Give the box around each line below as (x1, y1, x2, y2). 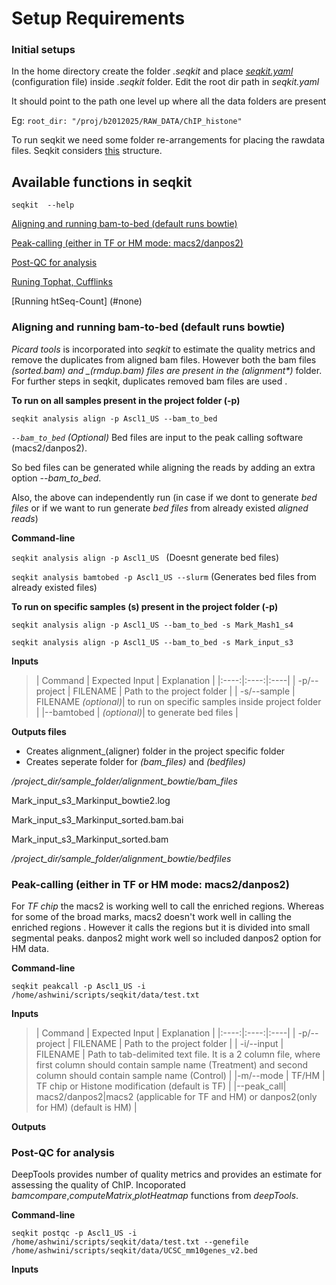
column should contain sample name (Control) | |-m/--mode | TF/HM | (35, 1069, 326, 1081)
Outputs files (11, 725, 67, 737)
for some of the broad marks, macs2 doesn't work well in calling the (11, 910, 293, 922)
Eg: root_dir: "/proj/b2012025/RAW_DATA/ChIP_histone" (11, 115, 243, 127)
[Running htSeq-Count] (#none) (11, 295, 143, 307)
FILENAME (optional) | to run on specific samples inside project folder (35, 695, 322, 707)
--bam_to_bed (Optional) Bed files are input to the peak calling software (11, 431, 304, 443)
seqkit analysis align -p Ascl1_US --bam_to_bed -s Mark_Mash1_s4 (11, 620, 294, 630)
